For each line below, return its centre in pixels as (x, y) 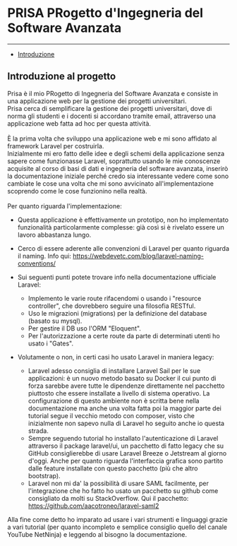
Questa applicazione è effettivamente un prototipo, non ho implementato (123, 220)
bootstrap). (44, 475)
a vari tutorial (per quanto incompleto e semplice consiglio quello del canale (117, 527)
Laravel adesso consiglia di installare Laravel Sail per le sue (114, 370)
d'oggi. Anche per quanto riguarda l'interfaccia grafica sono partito (126, 461)
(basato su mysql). (55, 321)
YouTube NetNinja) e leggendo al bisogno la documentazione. (97, 534)
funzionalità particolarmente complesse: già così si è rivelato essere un (121, 227)
